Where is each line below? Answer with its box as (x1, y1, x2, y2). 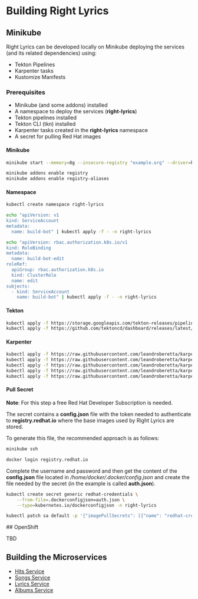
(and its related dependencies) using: (6, 50, 97, 57)
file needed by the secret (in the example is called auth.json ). (6, 480, 156, 487)
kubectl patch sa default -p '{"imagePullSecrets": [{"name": (6, 513, 162, 519)
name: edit (11, 277, 38, 284)
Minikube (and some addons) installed (14, 102, 108, 109)
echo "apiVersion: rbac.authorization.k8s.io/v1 (6, 239, 128, 246)
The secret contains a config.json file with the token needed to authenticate (6, 411, 192, 418)
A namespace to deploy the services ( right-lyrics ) (14, 108, 137, 115)
